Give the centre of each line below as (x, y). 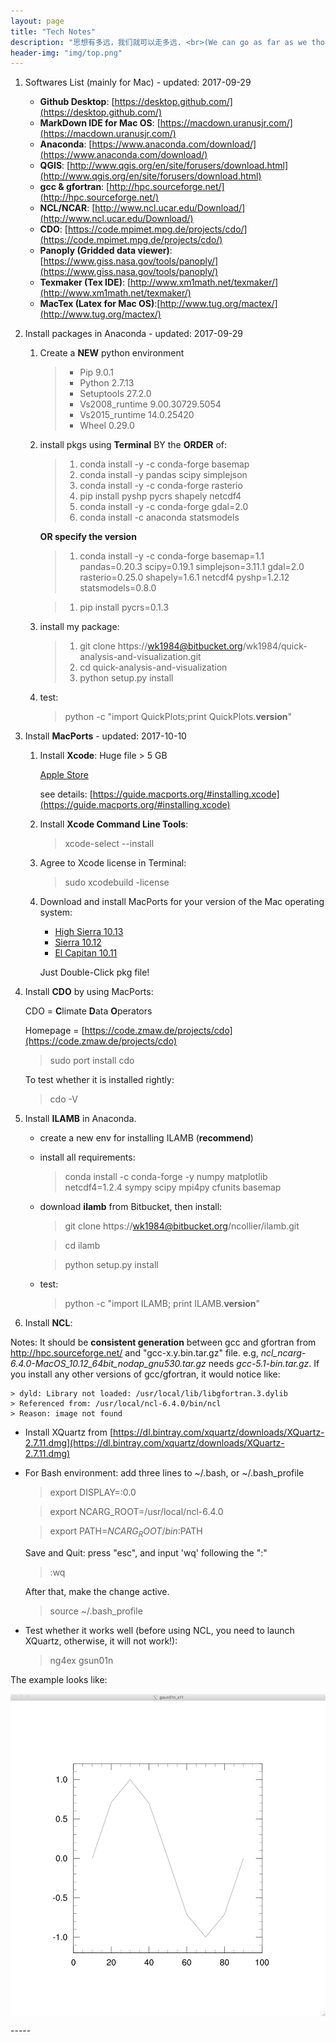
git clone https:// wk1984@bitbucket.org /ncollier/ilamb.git (182, 1226)
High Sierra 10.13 (89, 932)
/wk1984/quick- (275, 646)
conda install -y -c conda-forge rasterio (161, 486)
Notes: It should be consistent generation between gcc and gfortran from (163, 1342)
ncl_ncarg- (283, 1353)
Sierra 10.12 (78, 942)
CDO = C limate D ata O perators (88, 1011)
